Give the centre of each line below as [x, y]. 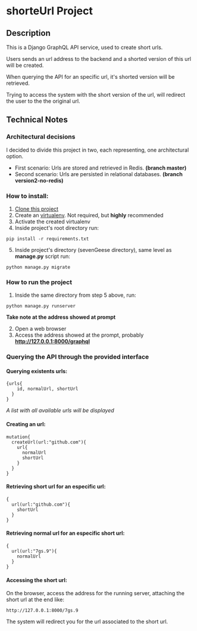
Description [28, 33]
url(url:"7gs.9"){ [35, 551]
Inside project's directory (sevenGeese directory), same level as [93, 250]
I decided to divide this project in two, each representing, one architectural [98, 150]
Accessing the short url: [37, 580]
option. [15, 156]
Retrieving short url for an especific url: [56, 487]
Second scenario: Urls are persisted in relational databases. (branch [98, 174]
